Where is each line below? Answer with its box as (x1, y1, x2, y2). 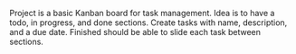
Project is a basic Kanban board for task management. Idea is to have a (9, 8, 275, 18)
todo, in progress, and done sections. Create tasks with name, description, (9, 17, 288, 28)
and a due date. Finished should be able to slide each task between (9, 27, 261, 37)
